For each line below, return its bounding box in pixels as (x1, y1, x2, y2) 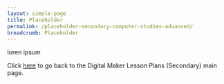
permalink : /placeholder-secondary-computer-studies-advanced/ (7, 23, 194, 30)
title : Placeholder (7, 17, 64, 23)
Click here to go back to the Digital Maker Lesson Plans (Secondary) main (7, 61, 218, 70)
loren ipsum (7, 48, 41, 56)
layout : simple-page (7, 10, 67, 17)
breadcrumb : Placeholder (7, 29, 79, 36)
